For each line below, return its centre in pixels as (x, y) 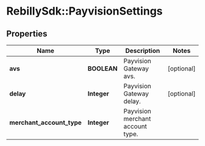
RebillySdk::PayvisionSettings (85, 11)
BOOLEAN (103, 68)
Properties (27, 34)
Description (142, 51)
